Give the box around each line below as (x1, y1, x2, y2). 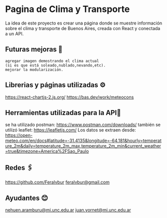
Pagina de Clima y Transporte (5, 3, 130, 15)
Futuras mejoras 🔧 (5, 45, 63, 53)
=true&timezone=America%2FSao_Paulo (5, 148, 89, 154)
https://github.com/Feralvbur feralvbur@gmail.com (5, 179, 110, 185)
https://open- (5, 132, 33, 138)
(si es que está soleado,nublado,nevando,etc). (5, 62, 106, 68)
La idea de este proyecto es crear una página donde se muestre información (5, 20, 163, 26)
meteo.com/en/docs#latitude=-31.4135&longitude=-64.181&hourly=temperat (5, 137, 162, 143)
